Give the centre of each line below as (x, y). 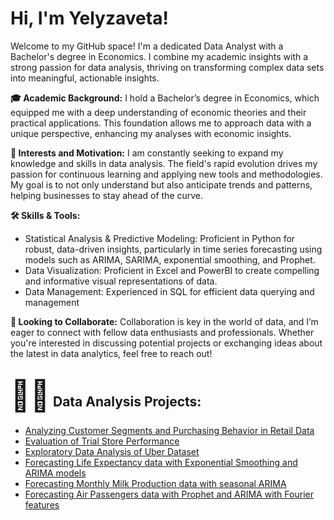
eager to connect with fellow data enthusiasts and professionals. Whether (162, 332)
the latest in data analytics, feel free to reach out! (111, 353)
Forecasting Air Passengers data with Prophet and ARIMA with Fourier (169, 494)
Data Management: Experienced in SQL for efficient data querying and (169, 291)
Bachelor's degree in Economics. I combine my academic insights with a (159, 56)
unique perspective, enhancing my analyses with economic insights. (151, 133)
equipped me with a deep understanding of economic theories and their (158, 112)
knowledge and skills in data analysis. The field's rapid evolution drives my (164, 163)
